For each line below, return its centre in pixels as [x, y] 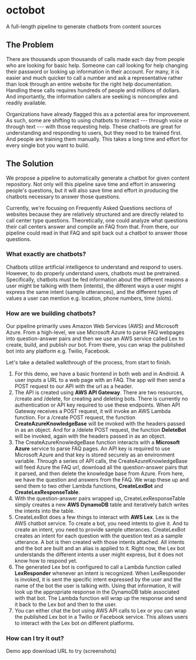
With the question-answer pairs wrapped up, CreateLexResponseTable [100, 499]
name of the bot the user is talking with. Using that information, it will [97, 586]
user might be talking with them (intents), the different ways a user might [94, 286]
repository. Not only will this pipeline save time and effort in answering [91, 184]
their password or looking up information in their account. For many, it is [93, 72]
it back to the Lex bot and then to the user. [66, 604]
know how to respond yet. [46, 561]
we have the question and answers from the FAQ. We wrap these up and [102, 480]
